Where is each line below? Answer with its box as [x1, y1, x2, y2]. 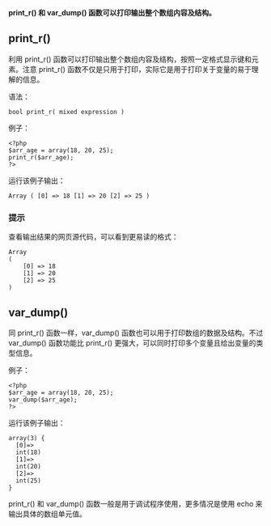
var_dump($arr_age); [8, 396, 78, 404]
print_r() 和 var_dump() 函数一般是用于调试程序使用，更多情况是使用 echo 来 [8, 498, 263, 508]
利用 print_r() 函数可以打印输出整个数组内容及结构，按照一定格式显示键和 [8, 54, 252, 64]
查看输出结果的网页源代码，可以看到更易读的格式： [8, 232, 179, 242]
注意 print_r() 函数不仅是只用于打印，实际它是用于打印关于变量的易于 [22, 64, 252, 74]
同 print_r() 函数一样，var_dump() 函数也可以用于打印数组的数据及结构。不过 [8, 328, 264, 337]
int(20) [15, 462, 42, 470]
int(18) [15, 448, 42, 456]
